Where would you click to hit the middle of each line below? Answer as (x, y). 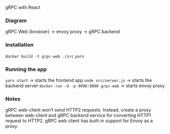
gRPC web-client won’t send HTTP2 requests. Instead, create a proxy (78, 110)
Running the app (26, 69)
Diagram (16, 20)
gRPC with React (23, 7)
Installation (20, 45)
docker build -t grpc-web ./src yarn (45, 56)
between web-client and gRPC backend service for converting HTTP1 (78, 115)
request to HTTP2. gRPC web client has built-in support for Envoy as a (79, 121)
